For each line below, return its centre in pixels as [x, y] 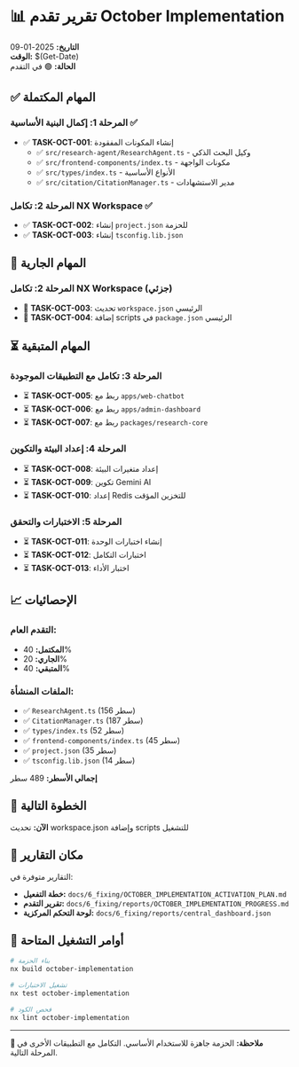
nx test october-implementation [70, 993]
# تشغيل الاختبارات [39, 985]
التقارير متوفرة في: [42, 876]
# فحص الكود [31, 1009]
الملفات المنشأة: [42, 691]
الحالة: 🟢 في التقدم [43, 66]
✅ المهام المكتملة [53, 98]
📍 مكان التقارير [47, 855]
